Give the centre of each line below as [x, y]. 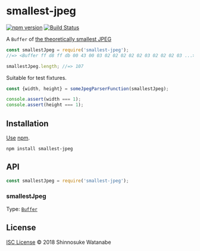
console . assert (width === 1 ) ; [44, 100]
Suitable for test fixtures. [37, 78]
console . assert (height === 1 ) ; [45, 105]
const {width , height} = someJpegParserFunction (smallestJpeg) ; [87, 89]
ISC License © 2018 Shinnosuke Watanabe [59, 242]
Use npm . [18, 138]
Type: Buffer [22, 209]
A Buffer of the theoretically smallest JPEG [59, 39]
